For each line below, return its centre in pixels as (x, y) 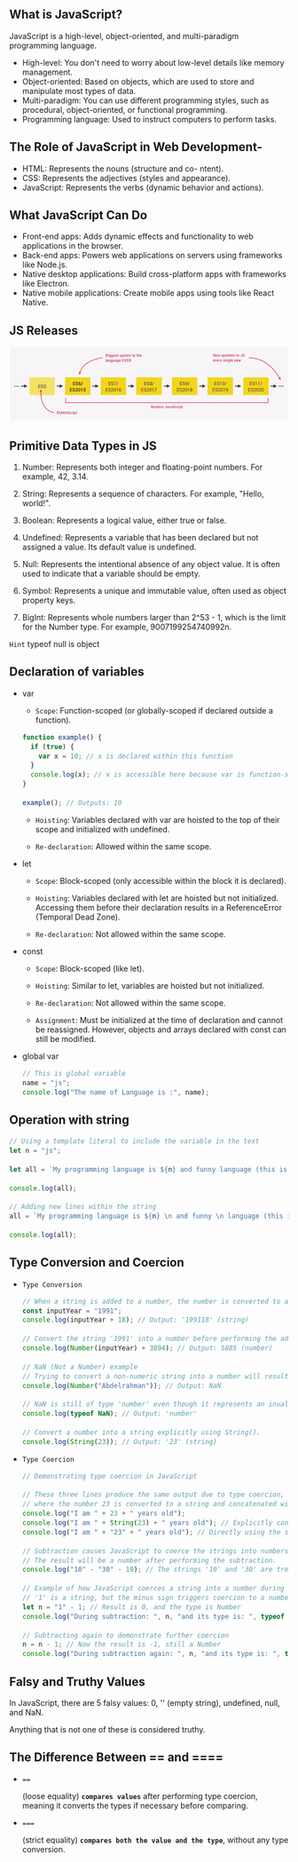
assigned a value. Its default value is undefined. (109, 547)
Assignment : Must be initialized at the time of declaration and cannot (159, 1020)
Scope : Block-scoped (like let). (90, 968)
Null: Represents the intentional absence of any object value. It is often (151, 564)
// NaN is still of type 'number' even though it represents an (143, 1404)
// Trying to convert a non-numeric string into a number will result (155, 1376)
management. (47, 72)
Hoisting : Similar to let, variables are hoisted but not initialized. (150, 985)
